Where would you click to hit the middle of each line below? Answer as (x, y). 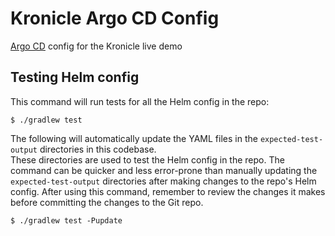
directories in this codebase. (98, 149)
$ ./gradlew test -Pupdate (66, 220)
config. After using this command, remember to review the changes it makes (168, 191)
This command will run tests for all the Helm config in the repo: (140, 101)
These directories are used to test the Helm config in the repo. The (147, 159)
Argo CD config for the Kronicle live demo (96, 46)
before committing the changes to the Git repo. (107, 202)
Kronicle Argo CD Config (115, 18)
